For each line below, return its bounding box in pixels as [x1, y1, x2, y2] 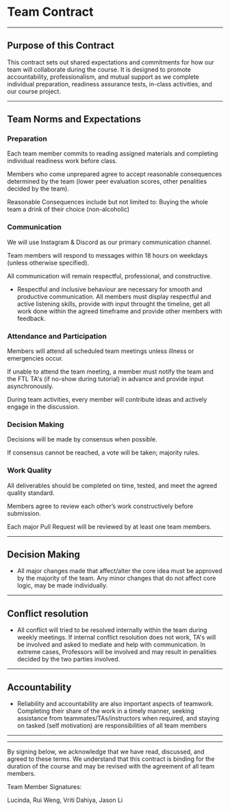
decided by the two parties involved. [16, 655, 120, 664]
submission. [7, 509, 41, 518]
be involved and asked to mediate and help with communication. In [16, 640, 206, 649]
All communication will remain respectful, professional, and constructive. [7, 271, 212, 280]
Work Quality [7, 465, 52, 475]
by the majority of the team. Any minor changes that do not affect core [16, 574, 216, 583]
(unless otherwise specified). [7, 258, 90, 267]
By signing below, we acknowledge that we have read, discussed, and [7, 748, 205, 756]
